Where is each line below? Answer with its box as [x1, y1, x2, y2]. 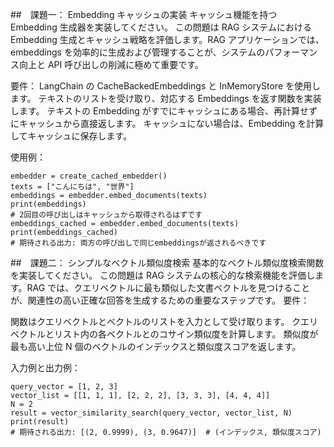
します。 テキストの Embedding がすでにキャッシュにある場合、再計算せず [10, 105, 318, 117]
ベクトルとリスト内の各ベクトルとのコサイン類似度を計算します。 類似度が [10, 328, 319, 340]
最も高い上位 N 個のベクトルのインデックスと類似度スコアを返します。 [10, 341, 302, 352]
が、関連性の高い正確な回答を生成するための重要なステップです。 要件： [10, 294, 310, 306]
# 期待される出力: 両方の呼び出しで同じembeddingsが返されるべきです [10, 238, 267, 248]
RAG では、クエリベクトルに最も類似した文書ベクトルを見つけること [26, 282, 311, 293]
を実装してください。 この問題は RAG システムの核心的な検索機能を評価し [10, 269, 316, 281]
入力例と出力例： [10, 362, 81, 373]
